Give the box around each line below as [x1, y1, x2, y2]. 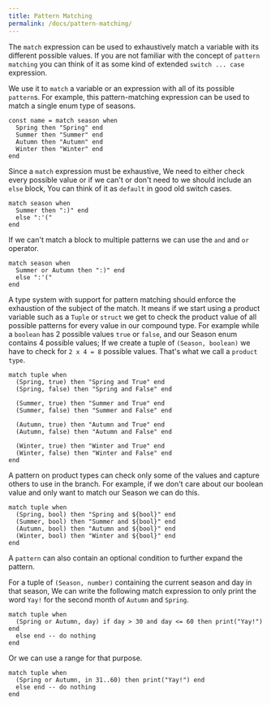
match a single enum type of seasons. [8, 101, 136, 110]
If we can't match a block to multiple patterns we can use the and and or [8, 235, 250, 244]
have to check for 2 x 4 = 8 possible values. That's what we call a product [8, 346, 258, 356]
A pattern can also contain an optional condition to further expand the [8, 553, 243, 563]
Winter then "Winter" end [15, 145, 104, 153]
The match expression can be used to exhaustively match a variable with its [8, 41, 260, 51]
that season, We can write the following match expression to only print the [8, 586, 257, 595]
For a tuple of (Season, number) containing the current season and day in [8, 577, 252, 587]
